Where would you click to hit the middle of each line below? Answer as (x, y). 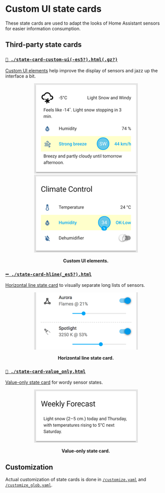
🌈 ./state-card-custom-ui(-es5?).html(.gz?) (62, 60)
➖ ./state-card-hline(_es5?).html (49, 274)
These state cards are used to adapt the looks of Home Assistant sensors (82, 23)
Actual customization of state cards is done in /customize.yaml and (76, 480)
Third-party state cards (43, 45)
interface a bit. (21, 76)
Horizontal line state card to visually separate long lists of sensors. (75, 285)
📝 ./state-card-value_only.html (45, 371)
